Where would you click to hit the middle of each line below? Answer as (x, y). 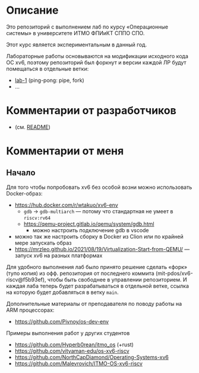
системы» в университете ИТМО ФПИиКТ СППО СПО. (75, 33)
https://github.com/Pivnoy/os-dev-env (61, 321)
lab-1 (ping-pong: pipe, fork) (49, 80)
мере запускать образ (43, 243)
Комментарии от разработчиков (91, 111)
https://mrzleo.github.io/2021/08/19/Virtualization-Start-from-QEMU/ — (102, 249)
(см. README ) (32, 127)
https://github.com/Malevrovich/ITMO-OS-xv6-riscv (78, 363)
